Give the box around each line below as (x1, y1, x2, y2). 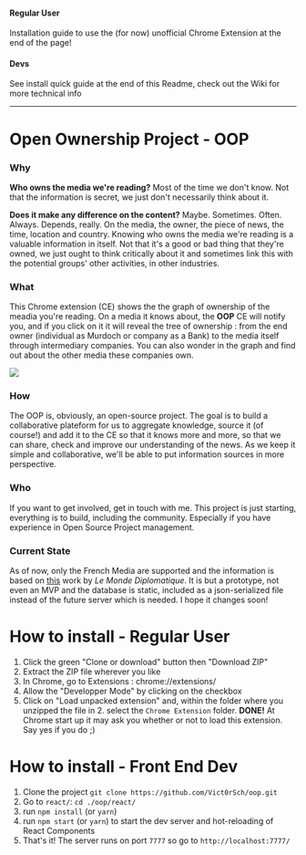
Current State (9, 544, 71, 557)
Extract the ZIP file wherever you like (22, 666, 161, 677)
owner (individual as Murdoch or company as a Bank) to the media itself (9, 330, 280, 341)
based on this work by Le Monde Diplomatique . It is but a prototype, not (9, 575, 280, 586)
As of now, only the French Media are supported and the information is (9, 566, 275, 577)
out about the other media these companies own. (9, 349, 194, 360)
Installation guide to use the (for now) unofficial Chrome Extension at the (9, 27, 281, 38)
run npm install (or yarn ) (22, 806, 117, 817)
